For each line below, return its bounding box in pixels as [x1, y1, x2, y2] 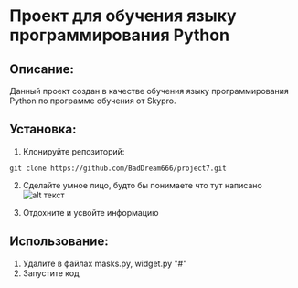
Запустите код [22, 267, 80, 279]
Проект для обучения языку [9, 5, 237, 27]
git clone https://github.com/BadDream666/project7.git [9, 164, 227, 173]
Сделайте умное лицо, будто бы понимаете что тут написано [22, 179, 262, 190]
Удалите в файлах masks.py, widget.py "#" [22, 258, 187, 269]
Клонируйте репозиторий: [22, 145, 125, 156]
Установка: [9, 122, 77, 137]
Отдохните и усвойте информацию [22, 207, 159, 218]
